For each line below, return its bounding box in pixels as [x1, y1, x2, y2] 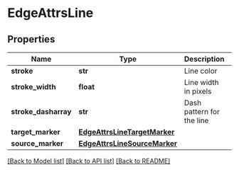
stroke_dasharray [11, 107, 72, 116]
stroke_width [11, 82, 56, 91]
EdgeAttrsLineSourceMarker [78, 139, 178, 148]
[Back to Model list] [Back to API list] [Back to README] [7, 157, 171, 165]
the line [184, 115, 209, 125]
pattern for [184, 107, 221, 116]
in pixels [184, 86, 212, 96]
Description [184, 55, 225, 64]
